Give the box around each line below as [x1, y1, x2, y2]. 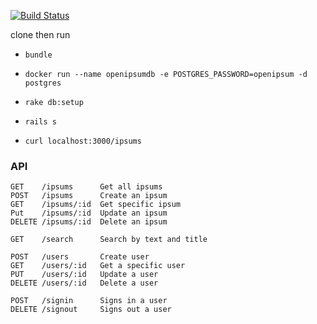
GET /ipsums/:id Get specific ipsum [10, 200, 182, 210]
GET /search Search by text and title [10, 235, 208, 245]
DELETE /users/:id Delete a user [10, 278, 159, 289]
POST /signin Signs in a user [10, 296, 168, 306]
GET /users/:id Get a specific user [10, 261, 186, 271]
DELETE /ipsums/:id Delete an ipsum [10, 217, 168, 227]
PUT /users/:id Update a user [10, 270, 159, 280]
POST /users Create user [10, 252, 150, 262]
